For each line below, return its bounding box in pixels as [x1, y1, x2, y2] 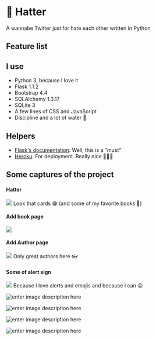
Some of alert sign [6, 268, 51, 275]
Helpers [6, 131, 36, 141]
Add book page [6, 213, 44, 220]
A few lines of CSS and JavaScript [14, 108, 97, 115]
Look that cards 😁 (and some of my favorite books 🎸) [13, 200, 142, 207]
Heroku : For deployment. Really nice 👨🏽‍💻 [14, 152, 114, 159]
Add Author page [6, 239, 49, 246]
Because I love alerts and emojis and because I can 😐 [13, 282, 143, 289]
